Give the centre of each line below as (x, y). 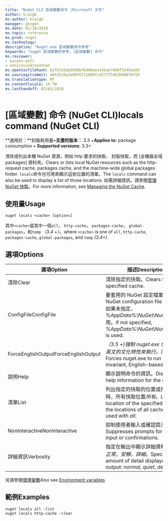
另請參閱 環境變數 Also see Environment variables (55, 480)
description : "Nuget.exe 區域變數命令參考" (48, 47)
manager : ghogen (22, 24)
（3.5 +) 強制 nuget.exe (133, 344)
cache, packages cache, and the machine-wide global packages (89, 168)
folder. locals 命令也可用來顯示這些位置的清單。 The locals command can (81, 174)
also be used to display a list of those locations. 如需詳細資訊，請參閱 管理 (81, 180)
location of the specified (134, 404)
